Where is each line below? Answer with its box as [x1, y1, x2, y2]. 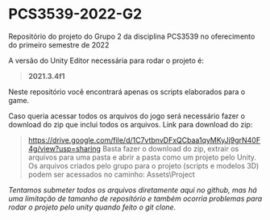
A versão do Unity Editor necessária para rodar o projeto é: [8, 56, 204, 65]
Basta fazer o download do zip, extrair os [102, 143, 239, 153]
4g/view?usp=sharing [27, 143, 101, 153]
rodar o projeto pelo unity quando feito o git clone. [8, 202, 177, 212]
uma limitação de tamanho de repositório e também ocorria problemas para [8, 193, 263, 203]
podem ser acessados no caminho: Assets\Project [27, 169, 195, 179]
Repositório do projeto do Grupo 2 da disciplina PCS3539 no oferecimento [8, 31, 255, 41]
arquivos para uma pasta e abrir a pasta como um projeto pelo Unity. [27, 152, 256, 162]
